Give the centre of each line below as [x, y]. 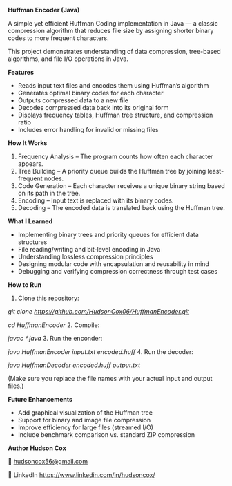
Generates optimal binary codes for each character [91, 93]
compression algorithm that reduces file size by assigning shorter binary [111, 31]
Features [21, 72]
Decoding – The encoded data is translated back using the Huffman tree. [121, 208]
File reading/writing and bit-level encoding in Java [89, 249]
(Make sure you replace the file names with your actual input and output [110, 378]
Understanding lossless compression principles [86, 256]
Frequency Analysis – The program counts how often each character [115, 156]
